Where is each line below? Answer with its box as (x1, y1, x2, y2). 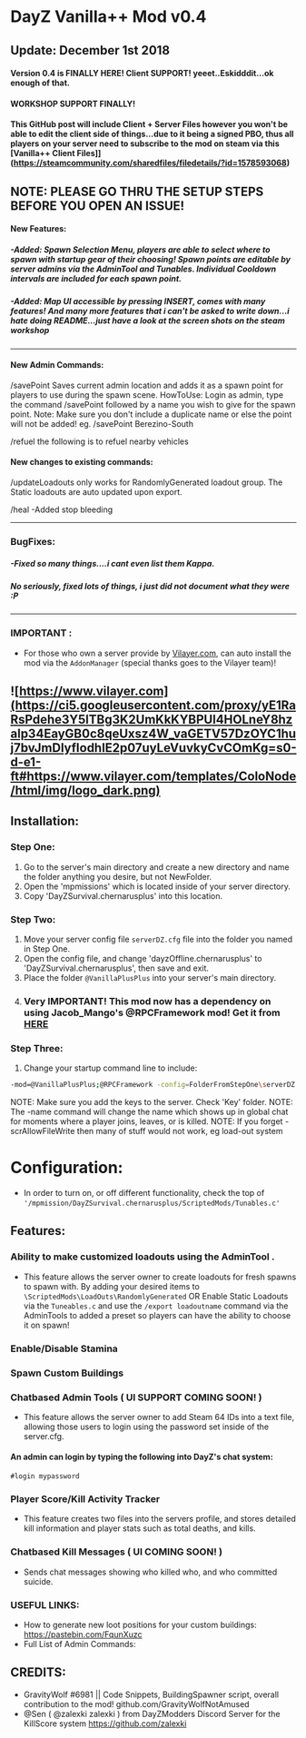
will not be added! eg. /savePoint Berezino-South (10, 418, 194, 429)
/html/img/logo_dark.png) (10, 783, 161, 798)
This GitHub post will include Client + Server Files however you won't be (10, 119, 289, 130)
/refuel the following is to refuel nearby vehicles (10, 436, 189, 447)
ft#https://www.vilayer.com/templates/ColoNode (10, 769, 297, 785)
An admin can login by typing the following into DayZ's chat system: (10, 1451, 273, 1463)
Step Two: (10, 913, 56, 925)
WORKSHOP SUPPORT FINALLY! (10, 98, 135, 109)
